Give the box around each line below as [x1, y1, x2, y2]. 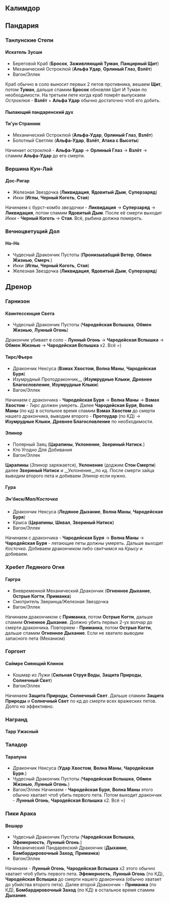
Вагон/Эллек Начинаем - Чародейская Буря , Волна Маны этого [12, 787, 153, 793]
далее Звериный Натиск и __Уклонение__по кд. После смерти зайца [5, 467, 154, 473]
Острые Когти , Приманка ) [12, 593, 72, 599]
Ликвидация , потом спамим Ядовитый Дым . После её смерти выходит [5, 209, 162, 215]
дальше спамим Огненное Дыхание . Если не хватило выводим [5, 630, 144, 636]
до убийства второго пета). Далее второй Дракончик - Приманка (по [5, 882, 157, 888]
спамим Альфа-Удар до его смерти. [5, 152, 85, 159]
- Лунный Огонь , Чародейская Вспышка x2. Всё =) [12, 797, 125, 803]
